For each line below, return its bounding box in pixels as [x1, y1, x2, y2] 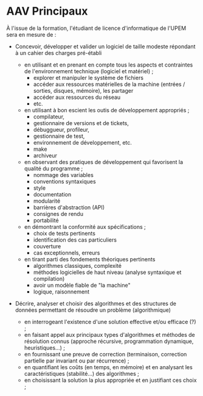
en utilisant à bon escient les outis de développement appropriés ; [24, 106, 190, 113]
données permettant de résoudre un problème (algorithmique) [15, 306, 171, 314]
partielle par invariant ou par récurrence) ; [24, 357, 129, 364]
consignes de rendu [33, 210, 84, 217]
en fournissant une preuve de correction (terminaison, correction [24, 350, 187, 358]
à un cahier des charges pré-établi [15, 49, 102, 56]
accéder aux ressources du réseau [33, 93, 121, 101]
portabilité [33, 217, 59, 224]
